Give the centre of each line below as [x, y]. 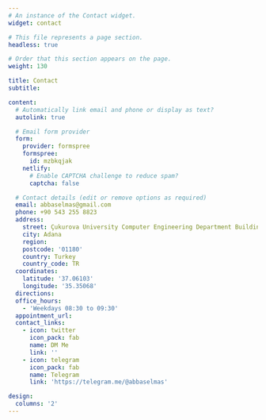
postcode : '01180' [53, 249]
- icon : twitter [49, 330]
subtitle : [25, 88]
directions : [35, 293]
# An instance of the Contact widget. [72, 15]
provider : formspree [56, 146]
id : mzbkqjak [51, 161]
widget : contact [35, 23]
